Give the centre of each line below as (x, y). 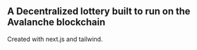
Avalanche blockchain (56, 23)
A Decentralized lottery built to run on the (99, 11)
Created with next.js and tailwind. (55, 39)
